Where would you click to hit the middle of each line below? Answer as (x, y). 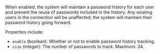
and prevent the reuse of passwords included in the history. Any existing (79, 12)
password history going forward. (38, 22)
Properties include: (24, 32)
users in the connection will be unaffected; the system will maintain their (79, 17)
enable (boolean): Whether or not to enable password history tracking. (84, 41)
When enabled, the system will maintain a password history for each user (80, 7)
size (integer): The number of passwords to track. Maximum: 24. (78, 46)
